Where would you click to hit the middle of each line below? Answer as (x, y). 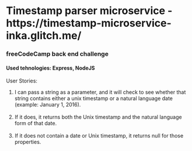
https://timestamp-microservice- (89, 23)
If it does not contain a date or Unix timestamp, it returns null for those (99, 136)
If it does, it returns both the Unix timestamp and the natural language (98, 117)
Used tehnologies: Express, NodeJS (50, 68)
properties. (28, 142)
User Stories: (22, 81)
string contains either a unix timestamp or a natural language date (94, 98)
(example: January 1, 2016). (48, 105)
